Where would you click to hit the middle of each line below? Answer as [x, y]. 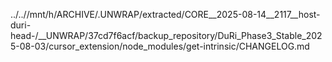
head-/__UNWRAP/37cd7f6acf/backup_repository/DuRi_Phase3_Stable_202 [166, 35]
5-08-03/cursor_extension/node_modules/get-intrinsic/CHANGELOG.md [160, 46]
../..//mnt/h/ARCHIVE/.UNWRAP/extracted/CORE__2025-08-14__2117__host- [165, 14]
